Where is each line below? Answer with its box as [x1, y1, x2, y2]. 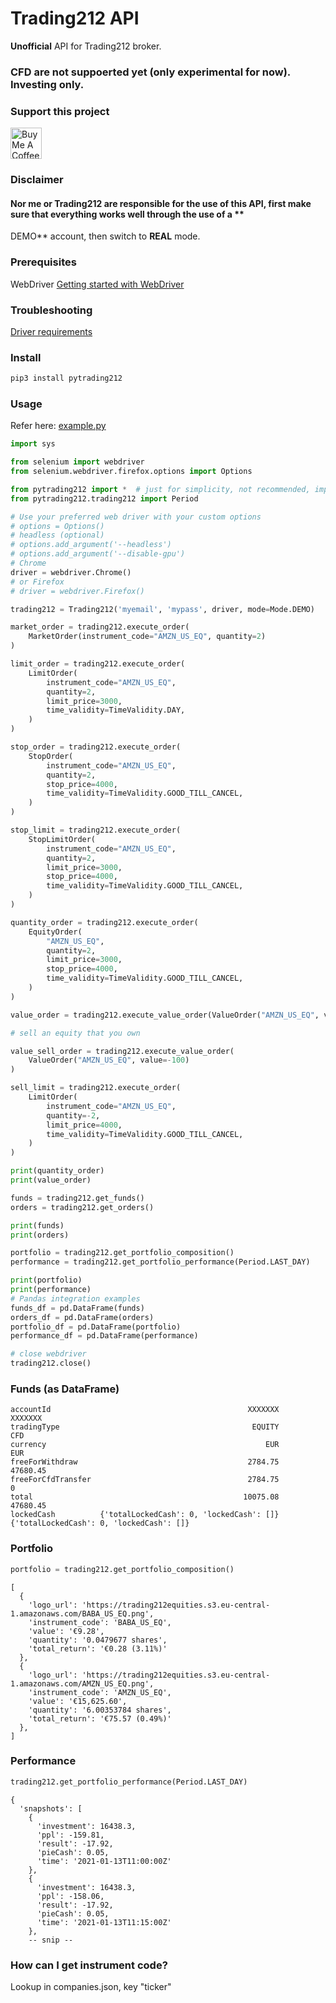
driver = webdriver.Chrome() [10, 567, 132, 577]
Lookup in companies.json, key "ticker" [10, 1981, 172, 1993]
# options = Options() [10, 521, 105, 531]
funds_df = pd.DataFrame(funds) [10, 1303, 145, 1313]
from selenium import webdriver [10, 457, 145, 467]
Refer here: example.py [10, 420, 107, 432]
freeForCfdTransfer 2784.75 [10, 1475, 280, 1485]
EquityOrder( [28, 927, 83, 937]
